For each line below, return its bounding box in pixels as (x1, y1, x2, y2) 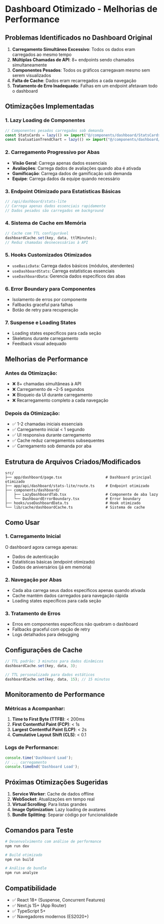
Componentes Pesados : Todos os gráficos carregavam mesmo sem (12, 67, 150, 73)
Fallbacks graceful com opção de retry (12, 626, 90, 632)
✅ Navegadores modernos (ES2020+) (12, 914, 89, 920)
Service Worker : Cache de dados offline (12, 791, 94, 797)
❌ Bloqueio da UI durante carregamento (12, 392, 93, 398)
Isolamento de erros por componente (12, 297, 87, 303)
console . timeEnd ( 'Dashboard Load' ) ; (5, 764, 80, 770)
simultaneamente (12, 62, 47, 68)
